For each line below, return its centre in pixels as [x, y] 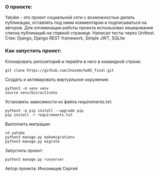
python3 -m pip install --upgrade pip [44, 111]
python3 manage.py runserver [35, 159]
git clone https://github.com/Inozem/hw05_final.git [60, 70]
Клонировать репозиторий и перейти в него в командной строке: [73, 61]
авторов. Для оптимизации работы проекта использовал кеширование [79, 28]
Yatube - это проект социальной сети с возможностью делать [70, 18]
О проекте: [19, 7]
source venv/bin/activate [31, 93]
